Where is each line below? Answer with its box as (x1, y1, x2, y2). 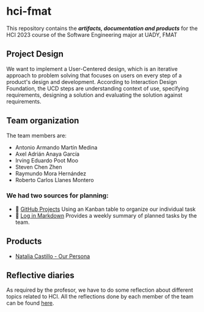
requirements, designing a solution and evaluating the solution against (6, 91, 183, 99)
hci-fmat (6, 4, 52, 18)
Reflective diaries (6, 270, 75, 281)
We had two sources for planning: (6, 191, 109, 200)
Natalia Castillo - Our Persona (15, 253, 90, 260)
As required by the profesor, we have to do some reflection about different (6, 286, 194, 294)
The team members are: (6, 132, 67, 139)
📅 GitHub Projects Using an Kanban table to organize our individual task (15, 205, 196, 213)
